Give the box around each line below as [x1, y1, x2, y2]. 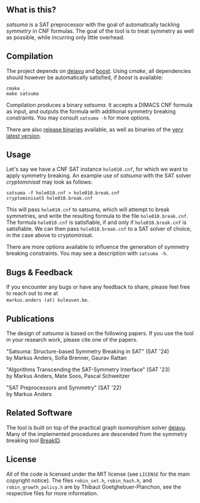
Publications [6, 313, 55, 324]
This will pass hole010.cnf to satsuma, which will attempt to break [6, 206, 170, 213]
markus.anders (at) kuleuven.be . [6, 296, 89, 304]
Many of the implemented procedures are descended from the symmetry [6, 430, 188, 437]
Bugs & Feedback [6, 267, 73, 277]
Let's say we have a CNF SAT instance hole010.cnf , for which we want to [6, 165, 188, 173]
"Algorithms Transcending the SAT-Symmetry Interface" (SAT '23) [6, 366, 170, 373]
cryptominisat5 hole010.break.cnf [6, 196, 93, 202]
